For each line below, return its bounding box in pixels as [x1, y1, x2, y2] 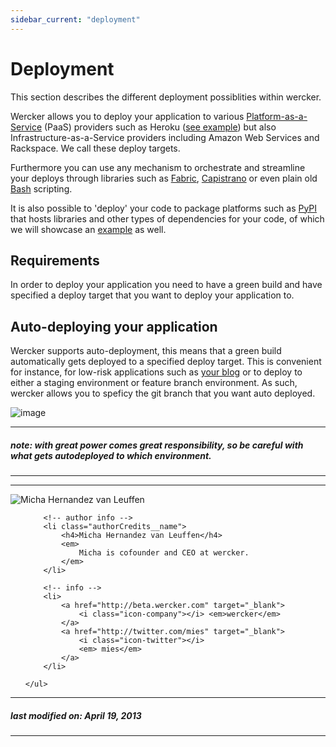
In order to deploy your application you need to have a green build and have [10, 279, 323, 291]
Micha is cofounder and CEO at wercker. [78, 548, 250, 558]
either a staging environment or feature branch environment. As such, [10, 377, 298, 389]
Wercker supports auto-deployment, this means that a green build [10, 345, 282, 357]
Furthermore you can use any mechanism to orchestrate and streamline [10, 161, 306, 173]
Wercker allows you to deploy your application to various [10, 110, 245, 122]
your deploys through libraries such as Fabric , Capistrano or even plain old [10, 172, 318, 184]
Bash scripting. [10, 182, 73, 195]
